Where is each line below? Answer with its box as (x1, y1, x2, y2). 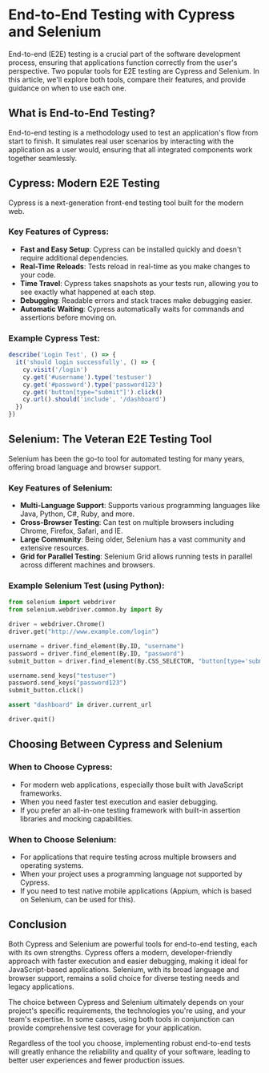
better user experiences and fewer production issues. (8, 1055, 186, 1065)
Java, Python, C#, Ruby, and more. (19, 509, 134, 518)
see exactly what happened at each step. (19, 287, 156, 296)
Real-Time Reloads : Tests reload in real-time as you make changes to (19, 261, 251, 271)
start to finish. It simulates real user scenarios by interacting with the (8, 136, 235, 146)
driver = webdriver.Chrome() (8, 620, 106, 628)
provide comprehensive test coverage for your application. (8, 1023, 202, 1032)
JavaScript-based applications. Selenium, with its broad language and (8, 964, 239, 974)
